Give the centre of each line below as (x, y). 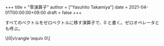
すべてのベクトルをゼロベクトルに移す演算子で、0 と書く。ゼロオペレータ (80, 23)
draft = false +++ (65, 13)
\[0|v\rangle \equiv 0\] (28, 38)
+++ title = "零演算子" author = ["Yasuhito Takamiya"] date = (66, 7)
